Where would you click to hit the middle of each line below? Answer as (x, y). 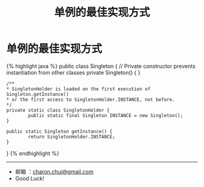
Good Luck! (29, 178)
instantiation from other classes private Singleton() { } (73, 72)
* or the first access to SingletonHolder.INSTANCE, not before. (90, 100)
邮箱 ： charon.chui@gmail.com (54, 171)
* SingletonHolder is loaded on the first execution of (78, 89)
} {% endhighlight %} (33, 153)
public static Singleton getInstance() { (59, 131)
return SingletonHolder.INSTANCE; (72, 137)
